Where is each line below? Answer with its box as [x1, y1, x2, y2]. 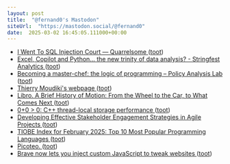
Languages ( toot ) [16, 135, 66, 143]
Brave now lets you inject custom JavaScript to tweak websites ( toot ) [16, 150, 212, 158]
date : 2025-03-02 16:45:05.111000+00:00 [7, 29, 127, 36]
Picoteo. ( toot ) [16, 142, 58, 150]
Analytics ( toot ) [16, 62, 61, 70]
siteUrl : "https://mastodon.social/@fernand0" [7, 23, 146, 29]
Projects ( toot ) [16, 120, 58, 128]
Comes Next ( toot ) [16, 98, 70, 107]
